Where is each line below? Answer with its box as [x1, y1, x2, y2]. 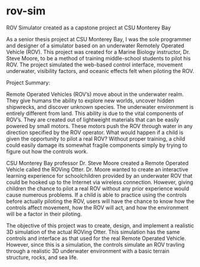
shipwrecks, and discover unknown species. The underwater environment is [6, 103, 194, 110]
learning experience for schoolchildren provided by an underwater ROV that [6, 172, 193, 179]
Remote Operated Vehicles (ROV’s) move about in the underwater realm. [6, 90, 184, 98]
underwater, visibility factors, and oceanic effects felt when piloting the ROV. [6, 67, 195, 74]
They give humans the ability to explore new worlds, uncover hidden [6, 97, 174, 104]
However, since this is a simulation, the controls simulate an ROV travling [6, 241, 185, 248]
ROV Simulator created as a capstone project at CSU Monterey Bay [6, 24, 171, 31]
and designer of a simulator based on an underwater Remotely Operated [6, 42, 184, 49]
